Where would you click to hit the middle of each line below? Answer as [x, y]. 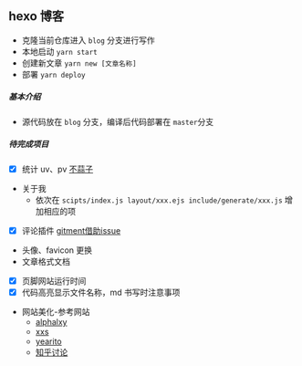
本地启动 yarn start [59, 51]
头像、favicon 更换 [57, 250]
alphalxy [51, 322]
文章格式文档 [46, 261]
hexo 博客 [36, 16]
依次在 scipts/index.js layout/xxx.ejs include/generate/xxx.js [159, 200]
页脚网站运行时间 [54, 280]
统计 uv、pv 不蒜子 [57, 169]
